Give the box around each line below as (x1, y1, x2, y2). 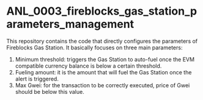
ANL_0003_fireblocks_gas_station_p (6, 4, 197, 18)
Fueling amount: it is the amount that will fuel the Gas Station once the (15, 68, 192, 76)
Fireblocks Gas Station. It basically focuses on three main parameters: (6, 44, 183, 51)
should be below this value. (15, 88, 84, 95)
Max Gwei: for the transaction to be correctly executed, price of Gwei (15, 81, 190, 89)
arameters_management (6, 17, 135, 31)
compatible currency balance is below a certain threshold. (15, 62, 162, 70)
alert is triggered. (15, 75, 59, 82)
